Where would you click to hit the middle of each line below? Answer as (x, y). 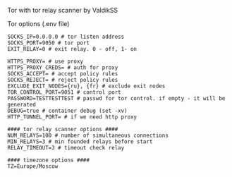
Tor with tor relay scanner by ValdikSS (63, 10)
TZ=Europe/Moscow (33, 166)
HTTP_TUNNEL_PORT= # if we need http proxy (72, 117)
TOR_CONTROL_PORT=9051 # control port (64, 92)
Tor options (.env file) (38, 24)
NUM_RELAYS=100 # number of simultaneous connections (88, 135)
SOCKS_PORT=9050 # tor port (49, 43)
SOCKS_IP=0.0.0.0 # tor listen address (66, 37)
